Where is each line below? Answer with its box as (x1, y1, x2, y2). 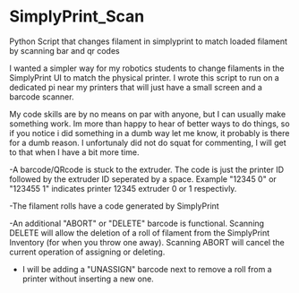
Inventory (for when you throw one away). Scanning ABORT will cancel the (9, 237, 285, 247)
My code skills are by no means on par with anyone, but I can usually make (9, 108, 286, 119)
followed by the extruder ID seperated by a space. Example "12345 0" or (9, 173, 278, 185)
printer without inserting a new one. (21, 273, 154, 284)
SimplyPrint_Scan (9, 6, 145, 27)
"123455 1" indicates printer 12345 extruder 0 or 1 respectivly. (9, 183, 237, 194)
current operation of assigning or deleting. (9, 246, 166, 257)
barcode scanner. (9, 91, 74, 102)
